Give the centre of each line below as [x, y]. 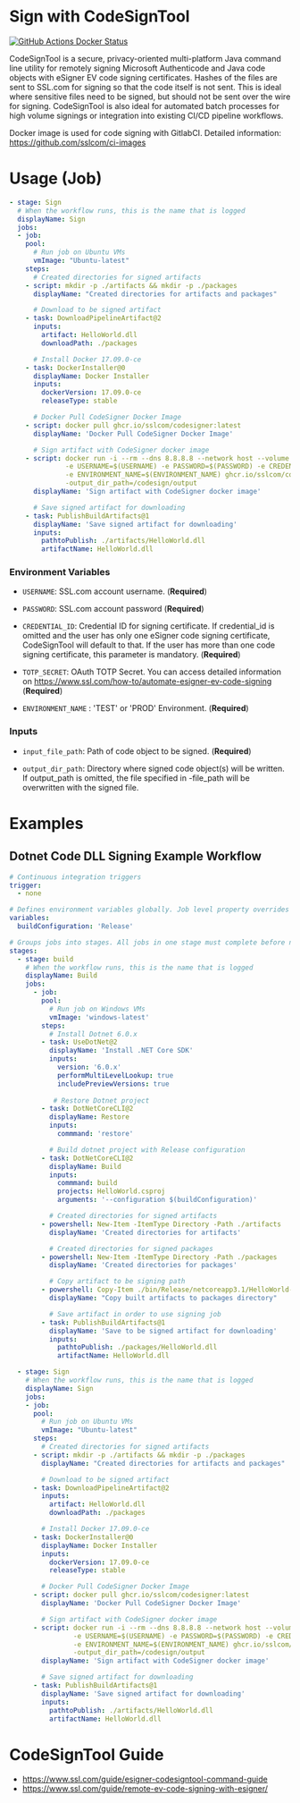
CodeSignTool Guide [87, 1754]
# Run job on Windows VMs [97, 1009]
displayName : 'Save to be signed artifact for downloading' [163, 1331]
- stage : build [46, 959]
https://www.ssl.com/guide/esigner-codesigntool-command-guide [145, 1779]
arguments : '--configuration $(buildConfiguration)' [157, 1200]
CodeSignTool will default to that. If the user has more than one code [149, 645]
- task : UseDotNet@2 [79, 1042]
